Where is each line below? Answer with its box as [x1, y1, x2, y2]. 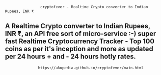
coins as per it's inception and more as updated [5, 45, 154, 53]
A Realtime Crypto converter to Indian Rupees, [5, 22, 151, 30]
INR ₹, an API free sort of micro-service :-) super [5, 30, 156, 38]
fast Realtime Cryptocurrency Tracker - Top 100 [5, 37, 155, 46]
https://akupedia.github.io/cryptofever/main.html [38, 65, 144, 70]
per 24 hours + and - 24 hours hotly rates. [5, 53, 136, 61]
